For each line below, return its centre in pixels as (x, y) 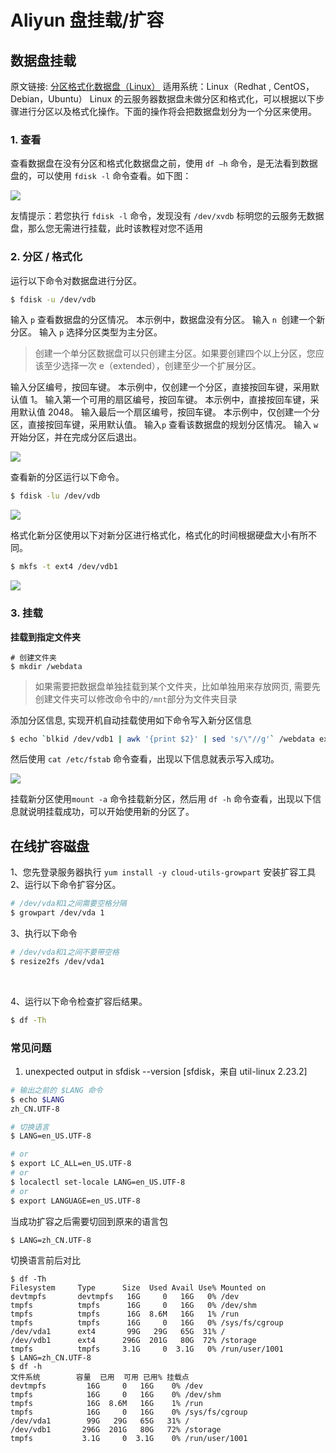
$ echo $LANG (37, 1099)
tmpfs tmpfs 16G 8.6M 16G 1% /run (125, 1314)
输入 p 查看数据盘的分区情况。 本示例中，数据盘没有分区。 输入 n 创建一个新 (168, 320)
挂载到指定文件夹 (45, 637)
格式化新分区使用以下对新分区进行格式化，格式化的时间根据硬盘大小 (150, 535)
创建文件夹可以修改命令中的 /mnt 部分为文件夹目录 (136, 698)
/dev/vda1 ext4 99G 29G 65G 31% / (118, 1332)
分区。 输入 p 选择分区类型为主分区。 (86, 332)
